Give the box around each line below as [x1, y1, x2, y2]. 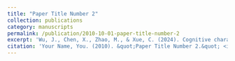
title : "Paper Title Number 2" [7, 10, 99, 18]
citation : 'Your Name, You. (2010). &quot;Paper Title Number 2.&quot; [7, 43, 220, 50]
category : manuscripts [7, 23, 73, 30]
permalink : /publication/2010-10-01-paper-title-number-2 [7, 29, 180, 37]
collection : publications [7, 17, 83, 24]
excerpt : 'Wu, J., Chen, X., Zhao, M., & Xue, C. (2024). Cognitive [7, 36, 211, 43]
